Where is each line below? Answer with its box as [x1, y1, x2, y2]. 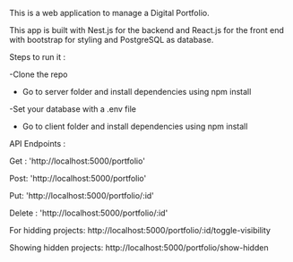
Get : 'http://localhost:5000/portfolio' [9, 156, 146, 166]
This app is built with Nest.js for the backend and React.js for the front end [9, 25, 285, 35]
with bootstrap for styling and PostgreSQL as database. [9, 35, 214, 45]
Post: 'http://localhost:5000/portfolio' [9, 173, 147, 183]
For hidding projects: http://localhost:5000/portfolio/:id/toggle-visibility [9, 225, 271, 235]
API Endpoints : [9, 139, 65, 148]
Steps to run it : [9, 52, 65, 62]
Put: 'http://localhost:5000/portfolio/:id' [9, 190, 155, 200]
